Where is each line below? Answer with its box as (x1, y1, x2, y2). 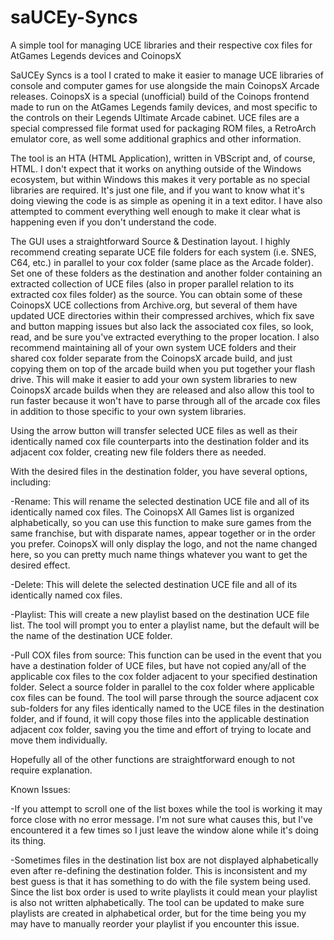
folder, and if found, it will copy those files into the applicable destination (10, 712, 310, 725)
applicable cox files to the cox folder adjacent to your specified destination (10, 670, 318, 682)
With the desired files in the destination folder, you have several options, (10, 465, 308, 477)
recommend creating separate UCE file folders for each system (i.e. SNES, (10, 246, 317, 258)
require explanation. (10, 764, 93, 776)
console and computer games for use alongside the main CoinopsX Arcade (10, 79, 320, 91)
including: (10, 476, 52, 488)
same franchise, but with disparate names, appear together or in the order (10, 527, 316, 539)
